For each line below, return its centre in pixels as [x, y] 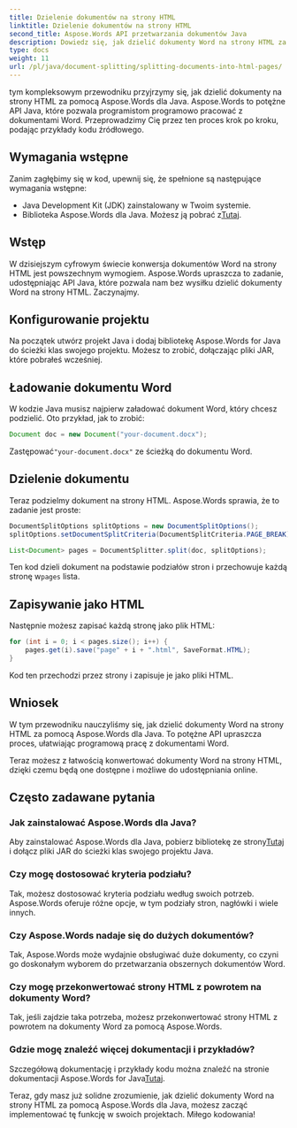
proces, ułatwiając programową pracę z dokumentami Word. [119, 743]
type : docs [29, 50]
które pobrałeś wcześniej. [56, 360]
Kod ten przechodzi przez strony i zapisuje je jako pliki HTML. [122, 675]
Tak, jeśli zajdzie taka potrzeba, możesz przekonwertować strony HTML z [144, 1017]
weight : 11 [29, 58]
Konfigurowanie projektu [79, 319]
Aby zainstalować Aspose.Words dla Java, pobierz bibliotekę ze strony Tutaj [147, 842]
